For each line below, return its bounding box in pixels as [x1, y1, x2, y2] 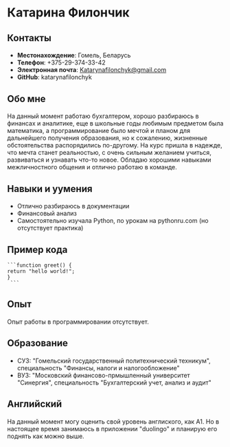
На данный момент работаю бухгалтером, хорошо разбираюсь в [7, 112, 199, 121]
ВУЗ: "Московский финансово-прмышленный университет [16, 371, 190, 379]
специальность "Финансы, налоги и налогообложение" [16, 363, 180, 372]
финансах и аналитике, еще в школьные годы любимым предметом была [7, 119, 224, 128]
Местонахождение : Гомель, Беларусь [16, 51, 131, 60]
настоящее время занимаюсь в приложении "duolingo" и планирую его [7, 424, 218, 433]
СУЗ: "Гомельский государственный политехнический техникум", [16, 357, 211, 365]
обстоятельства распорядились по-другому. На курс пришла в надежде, [7, 141, 222, 149]
